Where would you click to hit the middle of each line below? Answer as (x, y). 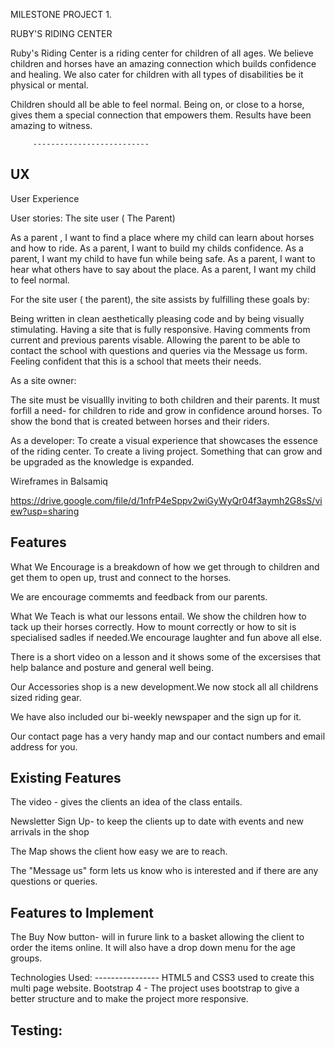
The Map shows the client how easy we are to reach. (119, 851)
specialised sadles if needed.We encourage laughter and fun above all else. (166, 637)
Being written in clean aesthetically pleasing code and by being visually (157, 318)
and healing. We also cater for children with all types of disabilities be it (157, 74)
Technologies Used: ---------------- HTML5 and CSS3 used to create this (162, 978)
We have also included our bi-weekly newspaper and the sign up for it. (156, 716)
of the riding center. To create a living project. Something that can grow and (166, 451)
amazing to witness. (51, 125)
